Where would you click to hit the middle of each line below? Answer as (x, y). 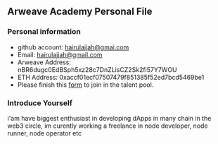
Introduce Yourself (40, 103)
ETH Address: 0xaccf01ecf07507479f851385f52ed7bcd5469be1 (111, 77)
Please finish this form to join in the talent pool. (85, 85)
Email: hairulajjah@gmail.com (60, 54)
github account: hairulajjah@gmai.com (73, 47)
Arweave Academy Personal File (80, 12)
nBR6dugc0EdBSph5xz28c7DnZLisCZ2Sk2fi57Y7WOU (97, 69)
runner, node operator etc (45, 133)
